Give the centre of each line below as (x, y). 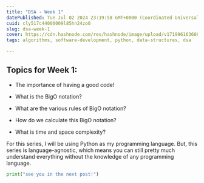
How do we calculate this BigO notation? (66, 120)
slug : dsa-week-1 (28, 29)
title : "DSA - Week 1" (35, 12)
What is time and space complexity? (60, 132)
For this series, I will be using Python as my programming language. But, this (102, 143)
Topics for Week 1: (42, 70)
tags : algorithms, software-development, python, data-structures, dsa (99, 40)
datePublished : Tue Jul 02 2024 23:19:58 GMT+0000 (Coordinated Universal (103, 18)
